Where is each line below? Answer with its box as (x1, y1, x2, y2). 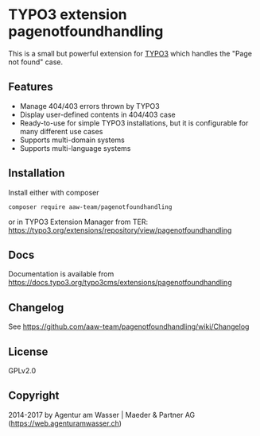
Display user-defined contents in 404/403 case (19, 110, 177, 119)
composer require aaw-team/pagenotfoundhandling (8, 203, 173, 211)
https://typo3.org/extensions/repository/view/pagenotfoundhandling (8, 225, 232, 235)
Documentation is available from (8, 269, 114, 279)
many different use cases (19, 126, 103, 136)
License (8, 345, 49, 358)
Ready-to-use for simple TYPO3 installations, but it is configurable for (19, 118, 249, 128)
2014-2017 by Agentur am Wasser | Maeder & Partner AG (8, 410, 196, 419)
